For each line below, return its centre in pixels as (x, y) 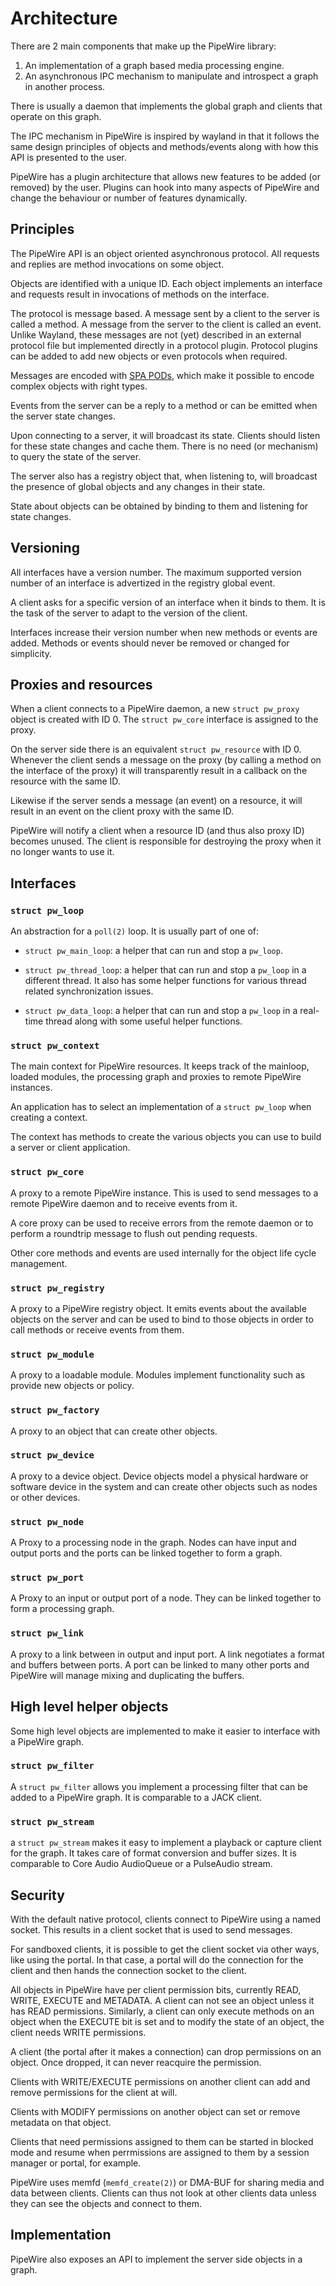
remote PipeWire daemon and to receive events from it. (124, 1203)
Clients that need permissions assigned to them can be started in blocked (162, 2141)
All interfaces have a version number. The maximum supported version (156, 572)
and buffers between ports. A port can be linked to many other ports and (160, 1664)
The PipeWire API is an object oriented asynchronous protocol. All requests (165, 253)
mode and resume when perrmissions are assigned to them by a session (160, 2152)
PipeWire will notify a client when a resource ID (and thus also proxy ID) (157, 831)
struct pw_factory (55, 1410)
